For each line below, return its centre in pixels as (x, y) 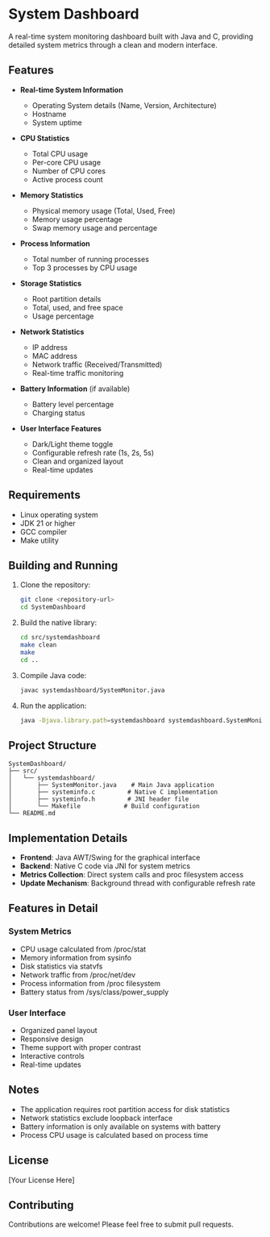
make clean (38, 645)
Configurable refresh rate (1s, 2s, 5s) (93, 452)
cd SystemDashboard (53, 607)
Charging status (58, 413)
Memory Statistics (52, 195)
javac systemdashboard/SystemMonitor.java (92, 690)
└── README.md (32, 814)
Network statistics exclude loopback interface (96, 1118)
